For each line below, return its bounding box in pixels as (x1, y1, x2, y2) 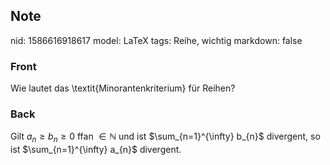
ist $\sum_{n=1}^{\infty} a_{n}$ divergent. (10, 144, 182, 156)
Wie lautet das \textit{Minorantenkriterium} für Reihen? (10, 82, 236, 94)
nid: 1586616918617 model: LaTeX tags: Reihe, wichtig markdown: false (10, 34, 303, 46)
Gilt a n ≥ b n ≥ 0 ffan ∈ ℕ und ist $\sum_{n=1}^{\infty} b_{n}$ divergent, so (10, 130, 321, 145)
